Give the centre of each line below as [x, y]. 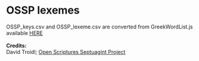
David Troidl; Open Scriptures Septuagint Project [66, 52]
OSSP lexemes [43, 10]
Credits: [16, 46]
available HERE [25, 33]
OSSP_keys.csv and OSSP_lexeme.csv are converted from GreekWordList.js [100, 27]
